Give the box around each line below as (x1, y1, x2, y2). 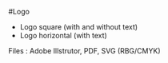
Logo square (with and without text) (19, 22, 138, 31)
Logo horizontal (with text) (19, 31, 108, 40)
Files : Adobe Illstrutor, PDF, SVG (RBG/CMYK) (8, 46, 162, 55)
